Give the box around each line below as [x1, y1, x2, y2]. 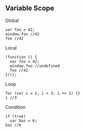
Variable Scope [5, 4, 55, 13]
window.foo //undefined [10, 63, 60, 69]
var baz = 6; [10, 118, 37, 123]
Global [5, 17, 19, 23]
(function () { [5, 54, 37, 59]
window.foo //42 [5, 31, 39, 37]
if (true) [5, 113, 26, 119]
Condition [5, 104, 26, 110]
